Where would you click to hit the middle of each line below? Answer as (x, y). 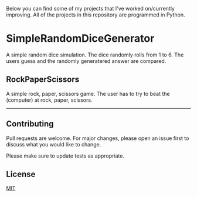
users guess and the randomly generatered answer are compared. (86, 61)
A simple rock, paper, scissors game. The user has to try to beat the (88, 94)
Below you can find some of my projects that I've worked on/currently (90, 9)
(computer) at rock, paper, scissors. (49, 100)
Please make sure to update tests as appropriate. (65, 156)
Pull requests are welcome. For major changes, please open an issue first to (98, 138)
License (21, 174)
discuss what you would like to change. (54, 144)
